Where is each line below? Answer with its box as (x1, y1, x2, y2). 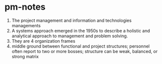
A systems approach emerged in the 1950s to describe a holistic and (11, 28, 150, 33)
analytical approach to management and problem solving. (11, 33, 128, 39)
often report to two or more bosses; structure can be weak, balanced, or (11, 48, 158, 54)
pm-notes (4, 1, 46, 13)
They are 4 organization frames (11, 38, 75, 44)
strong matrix (11, 53, 39, 59)
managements (11, 22, 41, 28)
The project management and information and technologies (11, 17, 132, 23)
